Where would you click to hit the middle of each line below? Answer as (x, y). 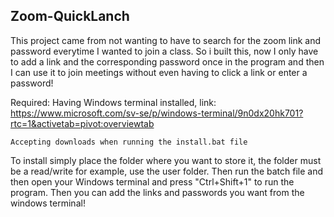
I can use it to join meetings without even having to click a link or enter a (159, 72)
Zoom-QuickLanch (70, 16)
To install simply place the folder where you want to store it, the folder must (166, 160)
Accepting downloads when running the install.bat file (129, 142)
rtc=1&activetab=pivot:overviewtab (82, 123)
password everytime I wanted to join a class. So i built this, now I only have (164, 51)
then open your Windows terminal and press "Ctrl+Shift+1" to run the (152, 181)
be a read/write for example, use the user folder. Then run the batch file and (166, 171)
